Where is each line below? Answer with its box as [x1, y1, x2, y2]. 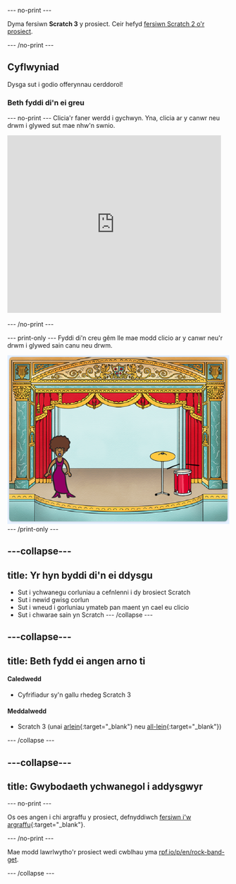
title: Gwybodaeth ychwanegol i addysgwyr [7, 780, 203, 792]
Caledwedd [7, 675, 42, 683]
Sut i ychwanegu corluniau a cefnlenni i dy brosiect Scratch [17, 588, 191, 596]
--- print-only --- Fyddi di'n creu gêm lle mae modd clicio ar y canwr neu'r [7, 334, 223, 342]
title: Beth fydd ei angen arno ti [7, 655, 146, 667]
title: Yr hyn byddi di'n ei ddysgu [7, 569, 153, 582]
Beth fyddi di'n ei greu [7, 98, 85, 107]
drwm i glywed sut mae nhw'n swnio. [7, 122, 116, 130]
